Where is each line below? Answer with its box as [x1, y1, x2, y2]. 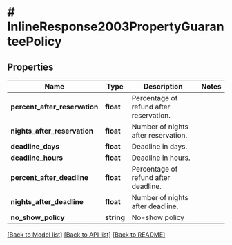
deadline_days [10, 142, 60, 151]
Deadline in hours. [131, 153, 191, 163]
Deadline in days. [131, 142, 188, 151]
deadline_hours [10, 153, 64, 163]
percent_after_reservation [10, 102, 99, 111]
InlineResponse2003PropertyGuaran [7, 19, 224, 35]
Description [143, 82, 183, 91]
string [104, 212, 126, 222]
